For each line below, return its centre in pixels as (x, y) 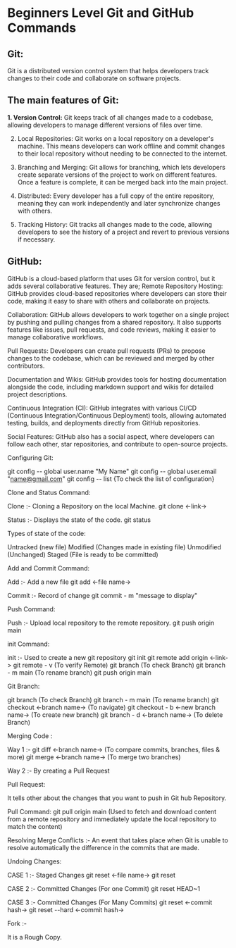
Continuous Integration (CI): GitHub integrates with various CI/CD (102, 408)
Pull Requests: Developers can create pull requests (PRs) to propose (106, 351)
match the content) (35, 826)
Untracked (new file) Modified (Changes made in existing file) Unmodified (114, 547)
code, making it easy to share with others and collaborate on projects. (108, 301)
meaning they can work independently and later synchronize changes (119, 203)
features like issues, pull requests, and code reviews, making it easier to (112, 330)
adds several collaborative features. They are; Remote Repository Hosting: (115, 286)
